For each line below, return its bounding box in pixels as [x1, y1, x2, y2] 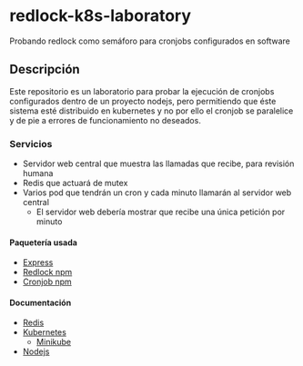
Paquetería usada [9, 237, 77, 248]
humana [22, 168, 54, 179]
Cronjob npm [22, 276, 73, 287]
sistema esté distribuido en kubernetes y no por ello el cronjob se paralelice [9, 105, 294, 116]
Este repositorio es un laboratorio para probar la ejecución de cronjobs [9, 85, 275, 96]
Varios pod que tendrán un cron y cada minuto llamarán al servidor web [22, 187, 292, 198]
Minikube [35, 337, 71, 348]
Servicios [9, 137, 53, 150]
